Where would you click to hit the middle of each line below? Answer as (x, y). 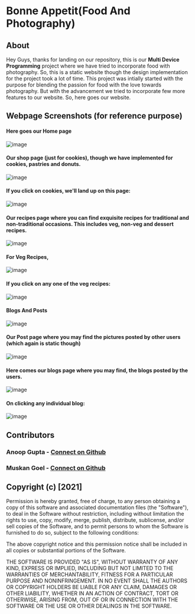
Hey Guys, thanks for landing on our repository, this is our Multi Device (93, 60)
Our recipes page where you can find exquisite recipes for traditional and (97, 218)
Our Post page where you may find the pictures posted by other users (93, 337)
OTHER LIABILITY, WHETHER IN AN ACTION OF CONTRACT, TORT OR (92, 593)
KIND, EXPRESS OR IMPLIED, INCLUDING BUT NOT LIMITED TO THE (90, 568)
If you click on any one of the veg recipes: (58, 284)
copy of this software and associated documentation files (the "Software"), (97, 507)
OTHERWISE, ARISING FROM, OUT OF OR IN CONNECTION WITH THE (92, 600)
